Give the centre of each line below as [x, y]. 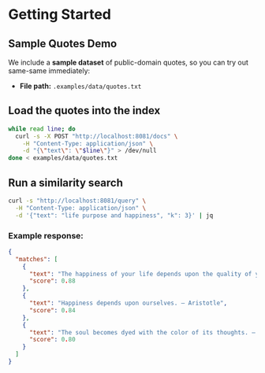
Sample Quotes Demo [63, 44]
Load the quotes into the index [84, 111]
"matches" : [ [37, 259]
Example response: [46, 235]
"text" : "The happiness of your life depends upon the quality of [140, 274]
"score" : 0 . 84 [52, 310]
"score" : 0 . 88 [52, 281]
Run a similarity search [66, 183]
